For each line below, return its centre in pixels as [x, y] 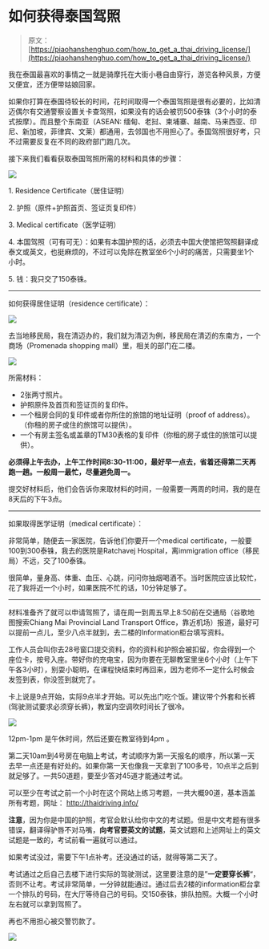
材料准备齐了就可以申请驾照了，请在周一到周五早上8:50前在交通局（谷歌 [128, 612]
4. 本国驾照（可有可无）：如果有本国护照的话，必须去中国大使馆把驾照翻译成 [133, 241]
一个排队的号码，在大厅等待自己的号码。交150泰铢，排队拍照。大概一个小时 [133, 894]
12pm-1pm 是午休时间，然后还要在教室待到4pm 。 [91, 738]
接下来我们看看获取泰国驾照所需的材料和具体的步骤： [96, 158]
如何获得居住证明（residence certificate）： [79, 303]
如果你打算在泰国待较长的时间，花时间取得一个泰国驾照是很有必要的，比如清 [134, 101]
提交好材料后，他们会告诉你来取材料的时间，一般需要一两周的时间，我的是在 [134, 489]
